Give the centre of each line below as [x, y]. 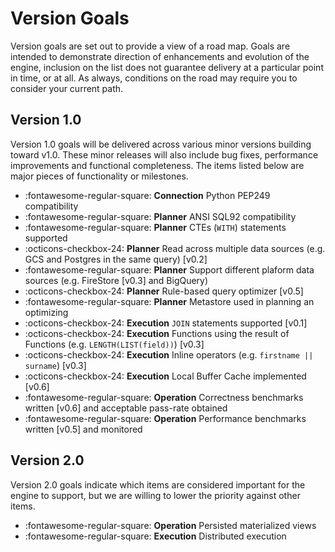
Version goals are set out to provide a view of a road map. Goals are [150, 46]
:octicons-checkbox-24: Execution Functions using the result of [157, 333]
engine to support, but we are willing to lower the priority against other [155, 495]
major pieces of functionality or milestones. [99, 176]
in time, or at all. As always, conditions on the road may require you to [154, 78]
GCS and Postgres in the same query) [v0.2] [116, 259]
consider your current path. [67, 88]
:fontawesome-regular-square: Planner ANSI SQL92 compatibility [160, 216]
